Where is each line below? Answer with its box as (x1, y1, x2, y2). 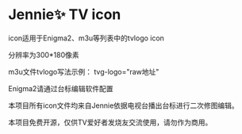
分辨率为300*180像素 (8, 50, 79, 59)
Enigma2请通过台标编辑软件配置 (8, 83, 113, 93)
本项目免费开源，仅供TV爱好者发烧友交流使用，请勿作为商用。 (8, 117, 213, 127)
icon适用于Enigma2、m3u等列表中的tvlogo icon (8, 33, 165, 43)
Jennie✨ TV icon (8, 6, 121, 24)
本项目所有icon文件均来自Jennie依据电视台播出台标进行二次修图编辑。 (8, 101, 240, 110)
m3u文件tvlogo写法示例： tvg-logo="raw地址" (8, 67, 159, 76)
